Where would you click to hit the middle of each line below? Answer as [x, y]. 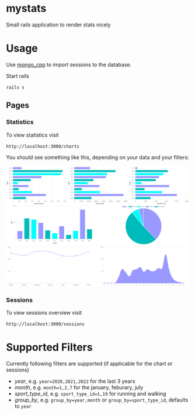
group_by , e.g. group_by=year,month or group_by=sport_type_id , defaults [101, 400]
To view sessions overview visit [44, 313]
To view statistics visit [33, 135]
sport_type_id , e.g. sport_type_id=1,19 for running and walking [90, 394]
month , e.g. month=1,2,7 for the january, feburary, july [79, 387]
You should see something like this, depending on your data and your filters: [98, 157]
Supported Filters [49, 347]
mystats [26, 8]
